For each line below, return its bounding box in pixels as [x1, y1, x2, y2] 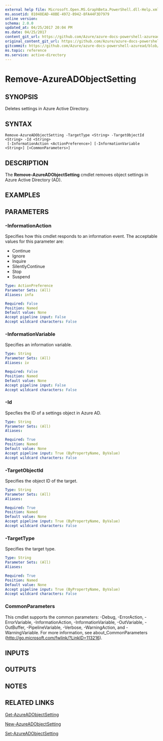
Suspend [12, 274, 31, 280]
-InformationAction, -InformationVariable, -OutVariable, [33, 619, 144, 625]
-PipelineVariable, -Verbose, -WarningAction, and [26, 624, 125, 630]
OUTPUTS [5, 665, 36, 674]
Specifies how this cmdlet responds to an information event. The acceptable [5, 234, 158, 239]
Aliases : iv [5, 360, 29, 366]
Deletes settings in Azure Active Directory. [5, 106, 90, 112]
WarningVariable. [5, 629, 40, 635]
